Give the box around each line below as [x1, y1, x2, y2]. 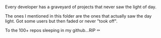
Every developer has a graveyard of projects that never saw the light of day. [5, 4, 157, 9]
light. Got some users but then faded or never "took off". [5, 19, 118, 24]
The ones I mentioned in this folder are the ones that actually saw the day [5, 13, 152, 19]
